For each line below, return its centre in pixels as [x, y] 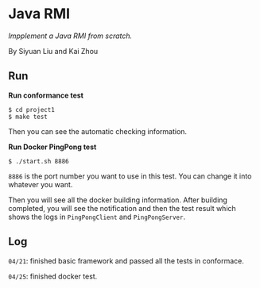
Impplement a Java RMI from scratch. [70, 36]
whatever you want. [41, 184]
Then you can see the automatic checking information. [98, 131]
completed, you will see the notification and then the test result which [122, 208]
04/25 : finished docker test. [53, 276]
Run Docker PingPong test [52, 147]
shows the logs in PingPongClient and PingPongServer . [97, 217]
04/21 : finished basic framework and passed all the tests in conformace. [126, 261]
